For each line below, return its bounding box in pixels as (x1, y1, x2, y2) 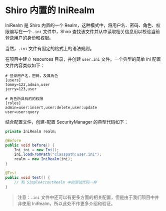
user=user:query (5, 109, 39, 115)
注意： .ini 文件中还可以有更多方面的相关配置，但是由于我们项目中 (17, 194, 155, 200)
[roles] (5, 100, 21, 105)
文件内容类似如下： (5, 62, 45, 68)
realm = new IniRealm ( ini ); (14, 157, 72, 162)
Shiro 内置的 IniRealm (5, 5, 95, 16)
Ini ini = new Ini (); (14, 147, 59, 152)
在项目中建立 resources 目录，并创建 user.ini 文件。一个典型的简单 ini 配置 (5, 56, 161, 62)
